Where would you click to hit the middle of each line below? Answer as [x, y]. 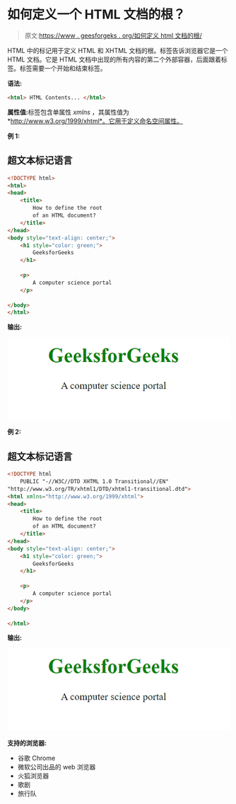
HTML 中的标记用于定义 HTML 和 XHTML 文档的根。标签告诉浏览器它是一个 [118, 50]
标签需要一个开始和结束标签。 [63, 68]
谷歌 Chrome [36, 758]
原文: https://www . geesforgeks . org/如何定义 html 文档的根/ [113, 35]
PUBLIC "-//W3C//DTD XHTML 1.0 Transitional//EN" [95, 481]
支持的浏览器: [27, 743]
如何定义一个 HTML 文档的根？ [96, 15]
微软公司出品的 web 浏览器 [57, 766]
